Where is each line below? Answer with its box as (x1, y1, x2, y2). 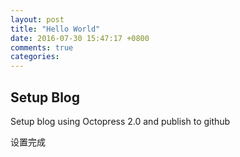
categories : (10, 52, 60, 62)
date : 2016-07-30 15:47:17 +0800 (10, 33, 150, 43)
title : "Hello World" (10, 24, 101, 34)
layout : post (10, 14, 65, 25)
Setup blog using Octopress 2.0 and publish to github (10, 115, 231, 127)
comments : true (10, 42, 74, 53)
